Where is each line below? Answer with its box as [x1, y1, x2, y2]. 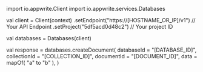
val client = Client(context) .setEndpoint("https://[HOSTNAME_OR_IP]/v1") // [6, 17, 196, 23]
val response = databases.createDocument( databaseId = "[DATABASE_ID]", [6, 46, 197, 53]
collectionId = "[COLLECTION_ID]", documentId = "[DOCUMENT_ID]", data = [6, 53, 198, 59]
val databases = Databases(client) [6, 35, 92, 41]
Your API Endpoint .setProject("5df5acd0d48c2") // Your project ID [6, 23, 173, 30]
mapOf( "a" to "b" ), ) [6, 59, 59, 66]
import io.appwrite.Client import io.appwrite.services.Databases [6, 5, 165, 12]
